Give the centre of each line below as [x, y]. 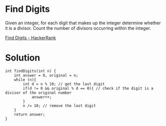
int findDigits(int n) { [31, 71]
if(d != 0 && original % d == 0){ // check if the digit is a [88, 88]
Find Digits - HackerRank [31, 38]
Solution [23, 58]
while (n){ [25, 80]
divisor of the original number [38, 93]
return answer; [30, 114]
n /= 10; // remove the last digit [60, 106]
